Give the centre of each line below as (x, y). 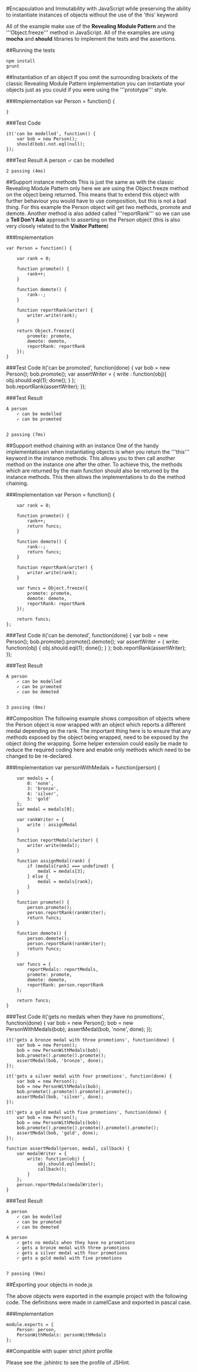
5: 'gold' (39, 799)
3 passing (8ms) (26, 708)
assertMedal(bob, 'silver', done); (60, 1097)
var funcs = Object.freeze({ (52, 588)
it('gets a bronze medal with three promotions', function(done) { (91, 1040)
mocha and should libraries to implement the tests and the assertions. (91, 39)
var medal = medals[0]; (46, 809)
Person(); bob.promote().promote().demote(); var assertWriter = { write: (93, 641)
